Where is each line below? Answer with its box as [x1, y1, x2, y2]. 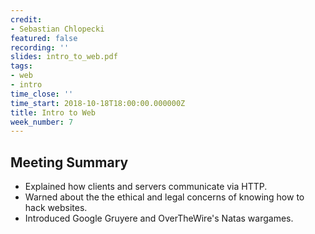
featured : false [10, 33, 78, 43]
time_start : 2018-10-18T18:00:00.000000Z [10, 98, 186, 108]
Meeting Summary [10, 154, 129, 171]
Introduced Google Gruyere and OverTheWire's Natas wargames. [24, 212, 294, 225]
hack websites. [24, 202, 88, 214]
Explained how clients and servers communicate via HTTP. [24, 181, 268, 193]
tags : [10, 61, 33, 71]
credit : [10, 14, 43, 25]
